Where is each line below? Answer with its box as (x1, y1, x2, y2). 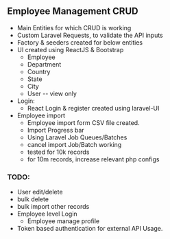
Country (27, 67, 51, 76)
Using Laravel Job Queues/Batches (27, 133, 127, 141)
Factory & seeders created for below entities (16, 38, 143, 47)
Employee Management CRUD (7, 5, 138, 17)
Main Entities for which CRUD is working (16, 23, 132, 32)
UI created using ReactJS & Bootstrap (16, 45, 124, 54)
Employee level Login (16, 209, 77, 218)
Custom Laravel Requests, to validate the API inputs (16, 31, 163, 39)
